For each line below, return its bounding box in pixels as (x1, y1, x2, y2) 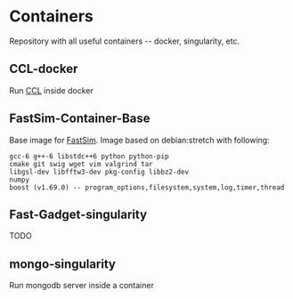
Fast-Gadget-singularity (9, 206, 148, 222)
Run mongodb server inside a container (9, 280, 154, 291)
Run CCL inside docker (9, 85, 94, 95)
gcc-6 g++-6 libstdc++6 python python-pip (9, 151, 169, 161)
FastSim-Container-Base (9, 111, 151, 126)
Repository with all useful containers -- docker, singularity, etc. (9, 36, 240, 46)
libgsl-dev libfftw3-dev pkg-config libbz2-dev (9, 167, 190, 176)
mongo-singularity (9, 256, 116, 271)
